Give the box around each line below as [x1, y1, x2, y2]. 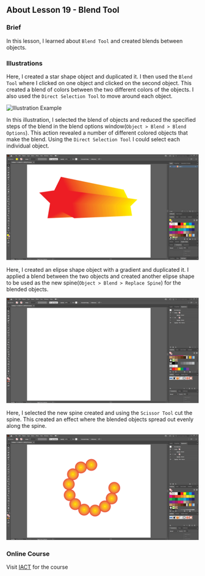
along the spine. [6, 422, 47, 430]
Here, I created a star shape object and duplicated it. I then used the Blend [6, 73, 193, 80]
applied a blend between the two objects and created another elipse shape [6, 272, 195, 280]
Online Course [6, 549, 50, 558]
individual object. [6, 142, 50, 149]
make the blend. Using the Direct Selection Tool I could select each [6, 135, 181, 143]
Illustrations [6, 59, 43, 67]
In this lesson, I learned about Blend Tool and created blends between [6, 37, 183, 45]
